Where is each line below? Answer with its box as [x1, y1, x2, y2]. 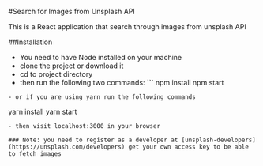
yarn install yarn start [8, 107, 77, 116]
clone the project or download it [19, 61, 124, 70]
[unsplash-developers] [181, 136, 257, 144]
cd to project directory [19, 70, 93, 78]
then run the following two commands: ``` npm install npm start [19, 78, 224, 87]
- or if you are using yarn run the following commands [8, 93, 196, 101]
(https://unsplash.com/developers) [8, 143, 126, 151]
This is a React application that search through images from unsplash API [8, 22, 246, 31]
